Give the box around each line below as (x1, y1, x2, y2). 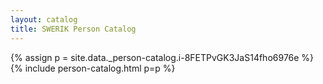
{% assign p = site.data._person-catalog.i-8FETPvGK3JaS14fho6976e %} (10, 51, 315, 63)
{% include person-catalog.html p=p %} (10, 62, 176, 74)
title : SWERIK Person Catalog (10, 24, 137, 34)
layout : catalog (10, 14, 78, 25)
